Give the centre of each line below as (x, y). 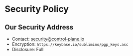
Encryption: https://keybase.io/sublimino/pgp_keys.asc (70, 44)
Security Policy (37, 9)
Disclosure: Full (28, 49)
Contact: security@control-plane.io (48, 39)
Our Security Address (39, 27)
